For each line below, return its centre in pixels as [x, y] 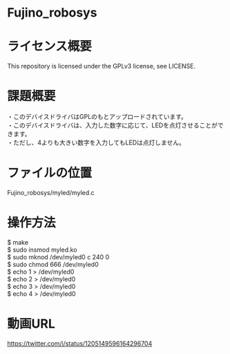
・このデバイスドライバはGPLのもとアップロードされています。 [97, 117]
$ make [18, 242]
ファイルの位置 [50, 173]
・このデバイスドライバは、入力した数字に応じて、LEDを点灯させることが [113, 125]
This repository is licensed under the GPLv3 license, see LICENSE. [102, 66]
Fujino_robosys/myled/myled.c [51, 193]
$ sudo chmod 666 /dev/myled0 [53, 264]
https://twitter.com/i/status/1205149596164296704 [80, 343]
